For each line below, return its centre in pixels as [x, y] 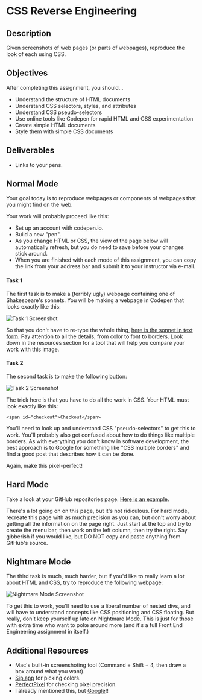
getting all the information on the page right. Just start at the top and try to [99, 523]
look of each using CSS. [36, 54]
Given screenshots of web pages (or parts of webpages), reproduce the [96, 48]
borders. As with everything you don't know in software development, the [98, 441]
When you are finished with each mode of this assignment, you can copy [106, 260]
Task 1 [14, 280]
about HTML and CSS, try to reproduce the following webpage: [85, 582]
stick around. [31, 254]
